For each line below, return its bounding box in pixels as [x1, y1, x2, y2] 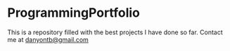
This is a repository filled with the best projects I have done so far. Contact [7, 28, 223, 36]
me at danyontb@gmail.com [7, 35, 89, 43]
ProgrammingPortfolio [7, 5, 141, 21]
